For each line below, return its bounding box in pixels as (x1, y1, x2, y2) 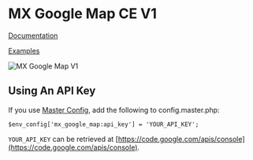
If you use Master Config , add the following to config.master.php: (8, 105, 220, 114)
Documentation (8, 31, 58, 40)
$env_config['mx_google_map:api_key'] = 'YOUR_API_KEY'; (8, 120, 199, 128)
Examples (8, 46, 40, 55)
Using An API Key (8, 84, 96, 98)
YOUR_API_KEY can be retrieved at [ (8, 134, 118, 143)
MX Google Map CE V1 (8, 5, 158, 23)
